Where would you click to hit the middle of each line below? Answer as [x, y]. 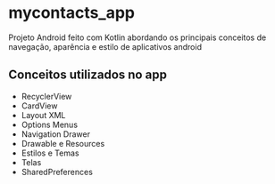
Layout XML [43, 115]
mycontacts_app [72, 13]
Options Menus [49, 124]
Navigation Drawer [56, 134]
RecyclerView [46, 96]
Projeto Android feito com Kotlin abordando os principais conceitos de [137, 37]
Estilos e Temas [50, 153]
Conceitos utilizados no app [87, 75]
